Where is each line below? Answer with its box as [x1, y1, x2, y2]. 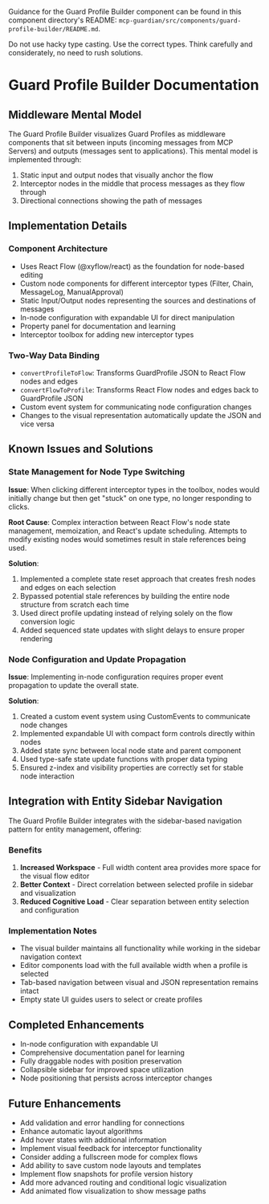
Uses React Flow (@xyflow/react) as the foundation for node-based [19, 261, 245, 271]
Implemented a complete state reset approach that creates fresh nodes [19, 574, 256, 584]
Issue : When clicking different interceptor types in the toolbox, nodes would [8, 485, 260, 494]
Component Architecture [8, 243, 108, 254]
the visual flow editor [19, 871, 90, 881]
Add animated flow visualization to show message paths [19, 1186, 206, 1195]
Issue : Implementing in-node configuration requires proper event [8, 672, 223, 681]
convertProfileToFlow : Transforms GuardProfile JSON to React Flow [19, 368, 247, 377]
